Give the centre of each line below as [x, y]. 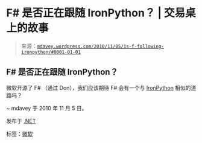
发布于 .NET [21, 121]
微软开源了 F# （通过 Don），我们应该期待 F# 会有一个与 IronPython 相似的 [99, 87]
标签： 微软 [20, 133]
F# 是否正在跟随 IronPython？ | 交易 [96, 13]
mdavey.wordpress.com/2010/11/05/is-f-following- [101, 46]
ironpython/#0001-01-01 [51, 52]
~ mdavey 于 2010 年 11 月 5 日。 [47, 108]
